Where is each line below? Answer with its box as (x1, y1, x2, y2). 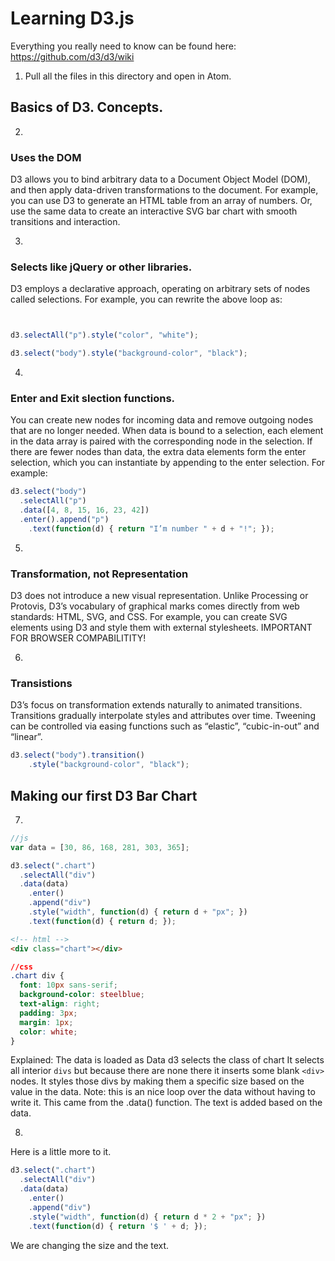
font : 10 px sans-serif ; (19, 980, 118, 991)
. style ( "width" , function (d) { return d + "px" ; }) (28, 907, 248, 917)
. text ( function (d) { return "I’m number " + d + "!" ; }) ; (28, 523, 275, 534)
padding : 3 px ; (19, 1008, 78, 1018)
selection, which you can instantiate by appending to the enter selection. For (10, 457, 326, 469)
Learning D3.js (10, 7, 135, 30)
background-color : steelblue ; (19, 990, 145, 1000)
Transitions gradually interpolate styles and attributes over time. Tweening (10, 710, 316, 722)
